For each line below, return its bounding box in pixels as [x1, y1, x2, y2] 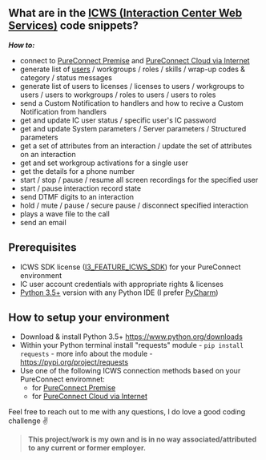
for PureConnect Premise [31, 383, 116, 393]
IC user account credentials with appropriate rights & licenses [19, 279, 224, 289]
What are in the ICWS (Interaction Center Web [8, 6, 243, 20]
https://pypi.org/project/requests [19, 357, 129, 367]
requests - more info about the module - [19, 349, 153, 359]
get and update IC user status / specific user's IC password [19, 115, 216, 125]
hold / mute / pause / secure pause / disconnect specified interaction [19, 200, 248, 210]
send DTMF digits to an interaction [19, 192, 135, 201]
